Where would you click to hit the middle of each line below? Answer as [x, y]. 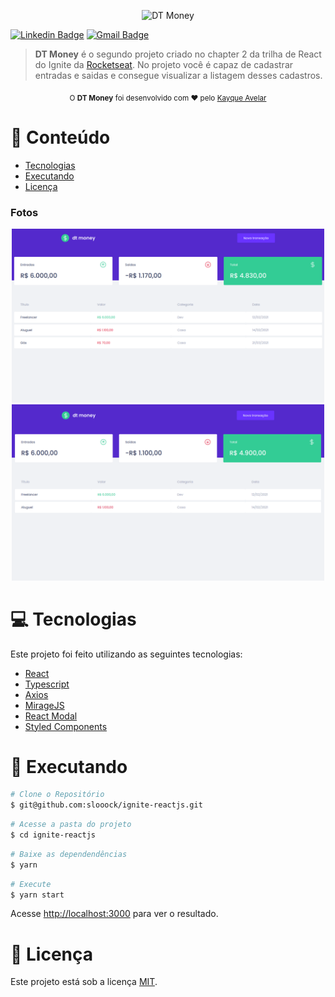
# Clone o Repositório [57, 795]
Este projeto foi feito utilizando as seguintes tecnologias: [126, 654]
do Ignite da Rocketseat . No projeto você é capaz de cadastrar [164, 64]
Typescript [47, 684]
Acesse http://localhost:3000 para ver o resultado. [114, 914]
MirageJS [44, 705]
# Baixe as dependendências [69, 854]
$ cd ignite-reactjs [53, 835]
